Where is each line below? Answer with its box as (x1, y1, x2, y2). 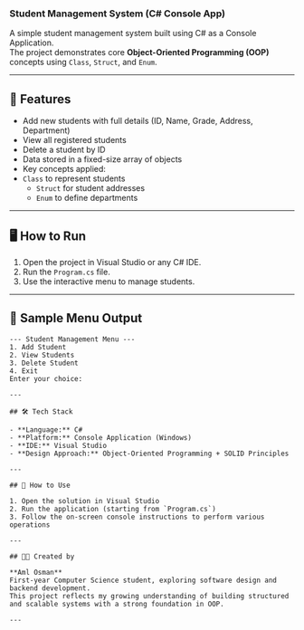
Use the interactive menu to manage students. (22, 275, 195, 287)
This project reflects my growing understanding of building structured (9, 591, 290, 600)
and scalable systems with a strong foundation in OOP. (9, 599, 224, 608)
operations (9, 520, 51, 530)
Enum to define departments (35, 193, 138, 204)
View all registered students (22, 135, 127, 146)
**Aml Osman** (9, 568, 63, 577)
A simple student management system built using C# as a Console (9, 28, 257, 39)
